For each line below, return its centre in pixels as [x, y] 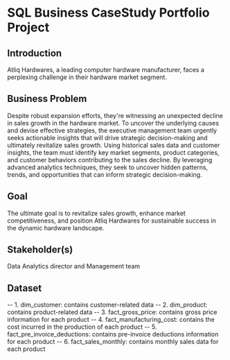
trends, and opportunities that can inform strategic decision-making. [105, 174]
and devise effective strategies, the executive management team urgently [112, 130]
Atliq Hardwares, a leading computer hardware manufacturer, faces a [106, 70]
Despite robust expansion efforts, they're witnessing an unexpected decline [115, 115]
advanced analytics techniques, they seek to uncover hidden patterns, [108, 167]
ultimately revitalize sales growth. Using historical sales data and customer [114, 145]
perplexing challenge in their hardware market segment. [87, 77]
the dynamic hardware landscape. [56, 228]
